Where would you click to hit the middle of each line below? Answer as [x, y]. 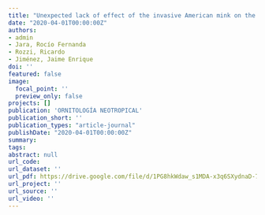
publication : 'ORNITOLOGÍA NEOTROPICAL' [76, 111]
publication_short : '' [45, 118]
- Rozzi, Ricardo [37, 52]
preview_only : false [49, 96]
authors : [22, 30]
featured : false [35, 74]
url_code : [24, 162]
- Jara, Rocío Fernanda [47, 45]
